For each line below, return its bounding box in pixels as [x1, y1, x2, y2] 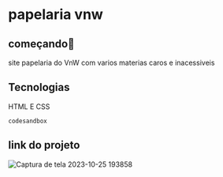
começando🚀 [8, 37, 75, 51]
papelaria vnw [8, 6, 104, 24]
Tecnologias [8, 81, 70, 94]
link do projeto [8, 138, 80, 152]
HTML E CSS [8, 101, 50, 111]
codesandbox [8, 117, 47, 125]
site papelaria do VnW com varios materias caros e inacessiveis [8, 58, 215, 67]
